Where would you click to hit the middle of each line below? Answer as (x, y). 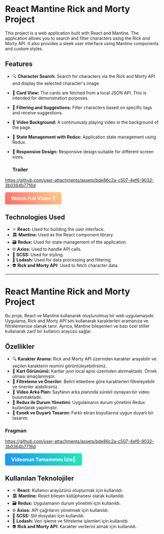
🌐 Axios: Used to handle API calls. (47, 249)
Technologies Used (35, 217)
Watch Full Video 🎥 (34, 199)
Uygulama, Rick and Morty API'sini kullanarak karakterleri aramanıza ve (77, 321)
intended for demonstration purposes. (50, 98)
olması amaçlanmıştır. (34, 376)
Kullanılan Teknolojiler (40, 478)
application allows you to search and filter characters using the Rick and (78, 38)
